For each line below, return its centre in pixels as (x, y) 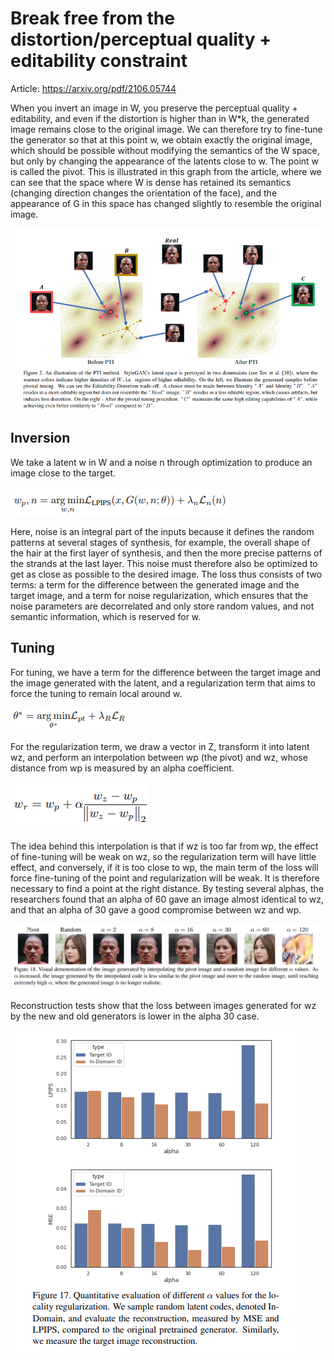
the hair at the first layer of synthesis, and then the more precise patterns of (166, 553)
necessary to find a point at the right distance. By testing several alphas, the (167, 888)
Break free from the (92, 18)
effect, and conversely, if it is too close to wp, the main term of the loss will (164, 867)
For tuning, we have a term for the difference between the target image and (166, 672)
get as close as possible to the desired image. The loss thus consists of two (166, 574)
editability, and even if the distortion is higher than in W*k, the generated (160, 118)
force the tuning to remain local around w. (96, 693)
